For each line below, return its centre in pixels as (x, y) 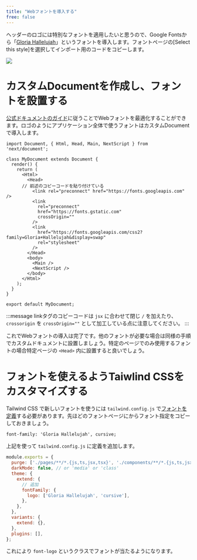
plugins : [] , (27, 534)
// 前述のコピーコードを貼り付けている (63, 186)
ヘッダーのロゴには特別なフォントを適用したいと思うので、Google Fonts (94, 34)
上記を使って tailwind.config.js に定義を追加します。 (72, 446)
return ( (27, 170)
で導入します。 (24, 133)
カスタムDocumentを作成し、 (78, 86)
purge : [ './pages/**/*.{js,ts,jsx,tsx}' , (63, 463)
